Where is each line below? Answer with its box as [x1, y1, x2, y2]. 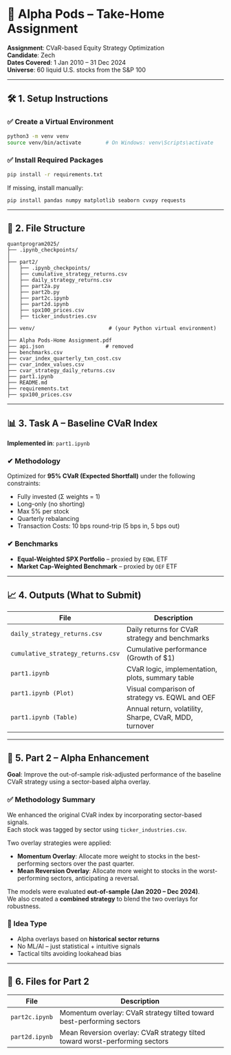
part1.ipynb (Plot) [10, 689, 74, 697]
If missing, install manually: [7, 183, 84, 192]
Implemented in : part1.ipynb [7, 439, 91, 447]
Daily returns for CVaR [126, 625, 199, 635]
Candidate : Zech [7, 51, 56, 59]
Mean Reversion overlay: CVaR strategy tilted [59, 1027, 206, 1037]
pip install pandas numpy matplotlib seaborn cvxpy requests [7, 196, 186, 204]
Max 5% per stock [16, 507, 69, 515]
